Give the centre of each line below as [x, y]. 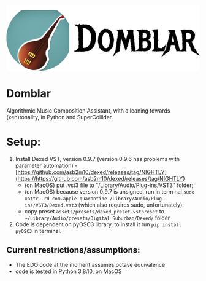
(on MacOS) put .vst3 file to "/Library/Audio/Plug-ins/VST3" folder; [109, 185]
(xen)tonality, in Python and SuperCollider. [60, 117]
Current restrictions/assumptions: [73, 250]
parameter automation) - [46, 165]
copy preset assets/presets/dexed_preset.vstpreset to [94, 211]
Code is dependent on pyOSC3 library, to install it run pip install [98, 224]
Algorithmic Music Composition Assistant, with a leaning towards [88, 110]
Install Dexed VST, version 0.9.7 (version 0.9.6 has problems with [97, 159]
